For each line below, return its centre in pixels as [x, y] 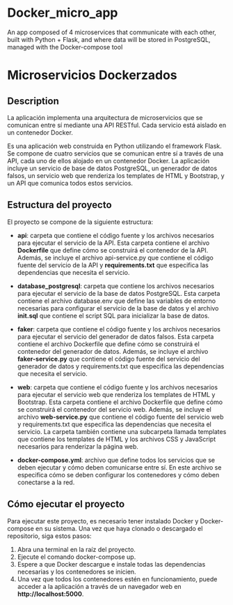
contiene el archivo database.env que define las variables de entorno [116, 301]
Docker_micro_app [63, 13]
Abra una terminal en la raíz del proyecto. [76, 549]
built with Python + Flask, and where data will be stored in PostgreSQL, [109, 39]
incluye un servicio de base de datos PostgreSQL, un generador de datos [112, 168]
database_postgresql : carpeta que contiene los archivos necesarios [115, 286]
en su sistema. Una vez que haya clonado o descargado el [119, 528]
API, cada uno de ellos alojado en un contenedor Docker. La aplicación [109, 160]
